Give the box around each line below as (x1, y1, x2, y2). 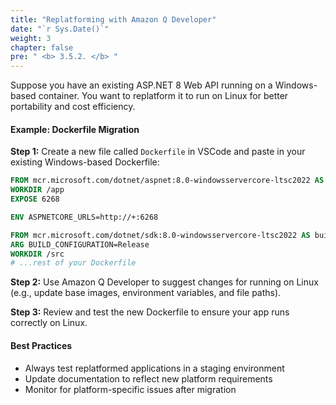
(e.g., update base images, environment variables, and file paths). (10, 287, 282, 299)
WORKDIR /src (10, 249, 65, 259)
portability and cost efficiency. (10, 101, 136, 113)
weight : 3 (10, 33, 52, 43)
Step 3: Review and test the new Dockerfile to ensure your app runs (10, 306, 290, 318)
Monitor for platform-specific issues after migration (24, 383, 237, 395)
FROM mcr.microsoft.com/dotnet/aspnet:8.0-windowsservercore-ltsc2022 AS (10, 176, 325, 186)
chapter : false (10, 42, 74, 53)
